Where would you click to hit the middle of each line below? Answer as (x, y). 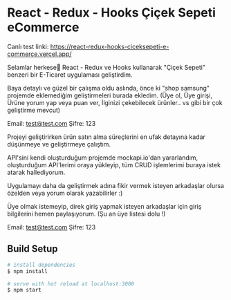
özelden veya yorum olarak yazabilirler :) (65, 193)
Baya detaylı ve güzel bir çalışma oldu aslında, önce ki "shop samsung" (108, 88)
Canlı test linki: (28, 46)
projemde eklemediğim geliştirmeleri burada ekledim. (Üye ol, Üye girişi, (110, 95)
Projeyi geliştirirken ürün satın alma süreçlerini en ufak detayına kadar (107, 137)
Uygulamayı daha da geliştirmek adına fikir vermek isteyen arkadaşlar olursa (116, 185)
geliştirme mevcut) (34, 110)
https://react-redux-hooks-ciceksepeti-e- (110, 46)
